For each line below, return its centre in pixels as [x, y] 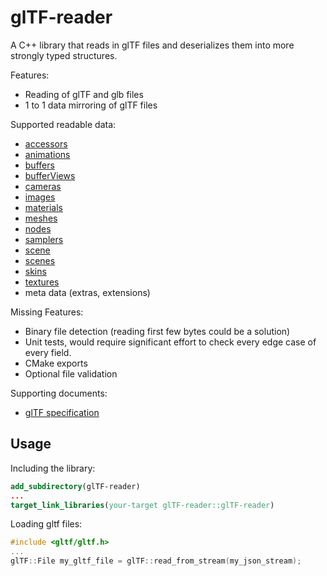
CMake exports [56, 363]
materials [43, 207]
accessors [46, 143]
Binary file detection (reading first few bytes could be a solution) [157, 331]
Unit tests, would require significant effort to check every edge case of [170, 342]
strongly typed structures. [64, 55]
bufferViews [50, 175]
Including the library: [53, 468]
